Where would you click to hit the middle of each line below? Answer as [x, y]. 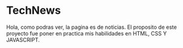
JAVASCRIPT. [23, 40]
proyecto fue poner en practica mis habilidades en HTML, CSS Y [87, 33]
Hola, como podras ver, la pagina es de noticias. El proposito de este [91, 27]
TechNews [34, 10]
